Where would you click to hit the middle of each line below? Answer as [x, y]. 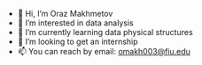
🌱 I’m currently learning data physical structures [105, 32]
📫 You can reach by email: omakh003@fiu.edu [104, 51]
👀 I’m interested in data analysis [76, 23]
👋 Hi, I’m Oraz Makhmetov [65, 14]
